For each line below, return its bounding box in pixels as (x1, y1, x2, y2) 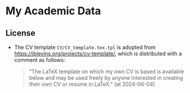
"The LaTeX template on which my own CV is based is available (28, 68, 185, 75)
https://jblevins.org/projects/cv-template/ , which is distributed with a (14, 50, 182, 57)
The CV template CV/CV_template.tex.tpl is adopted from (14, 44, 156, 51)
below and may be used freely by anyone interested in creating (28, 75, 183, 81)
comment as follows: (14, 57, 65, 63)
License (5, 28, 36, 38)
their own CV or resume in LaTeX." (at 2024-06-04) (28, 80, 156, 88)
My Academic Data (5, 4, 102, 18)
